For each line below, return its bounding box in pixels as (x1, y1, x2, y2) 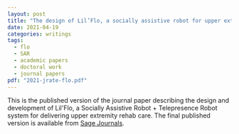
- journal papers (14, 70, 65, 77)
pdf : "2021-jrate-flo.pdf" (7, 76, 87, 84)
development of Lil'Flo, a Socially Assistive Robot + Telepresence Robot (7, 104, 218, 113)
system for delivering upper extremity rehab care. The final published (7, 111, 211, 120)
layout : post (7, 10, 46, 18)
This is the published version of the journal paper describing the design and (7, 96, 230, 105)
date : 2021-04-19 (7, 24, 59, 31)
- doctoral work (14, 63, 62, 71)
